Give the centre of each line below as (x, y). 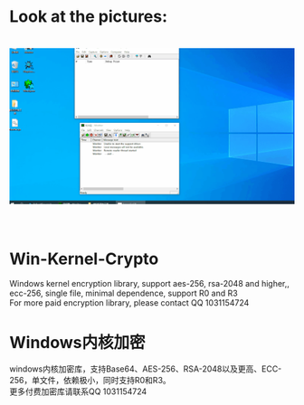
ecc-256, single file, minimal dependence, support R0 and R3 (123, 293)
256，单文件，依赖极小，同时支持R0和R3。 (90, 381)
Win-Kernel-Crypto (84, 259)
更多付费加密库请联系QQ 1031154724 (78, 391)
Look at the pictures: (89, 17)
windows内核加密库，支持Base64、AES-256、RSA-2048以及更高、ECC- (146, 369)
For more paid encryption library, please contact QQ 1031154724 (129, 303)
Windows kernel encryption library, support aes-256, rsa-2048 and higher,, (149, 284)
